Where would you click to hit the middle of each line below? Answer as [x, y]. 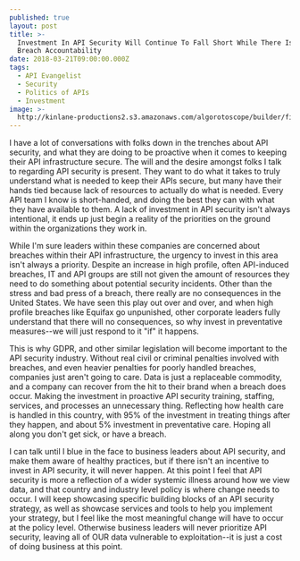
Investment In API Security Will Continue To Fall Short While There [149, 42]
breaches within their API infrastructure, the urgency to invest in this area [144, 255]
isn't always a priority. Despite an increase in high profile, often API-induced [149, 265]
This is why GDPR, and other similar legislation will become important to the [148, 349]
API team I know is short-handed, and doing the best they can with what [142, 200]
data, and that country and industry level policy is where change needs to [144, 489]
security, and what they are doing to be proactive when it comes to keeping [148, 152]
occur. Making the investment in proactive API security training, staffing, [142, 396]
